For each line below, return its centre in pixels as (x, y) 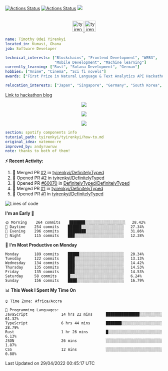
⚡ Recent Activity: (24, 161)
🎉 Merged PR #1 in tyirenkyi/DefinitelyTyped (58, 189)
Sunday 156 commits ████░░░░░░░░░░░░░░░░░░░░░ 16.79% (74, 281)
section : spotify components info (41, 132)
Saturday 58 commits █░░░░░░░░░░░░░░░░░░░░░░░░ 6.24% (73, 276)
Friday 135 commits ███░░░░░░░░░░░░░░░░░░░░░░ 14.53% (74, 272)
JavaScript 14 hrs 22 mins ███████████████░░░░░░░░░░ (84, 315)
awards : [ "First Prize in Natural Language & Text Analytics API (74, 76)
